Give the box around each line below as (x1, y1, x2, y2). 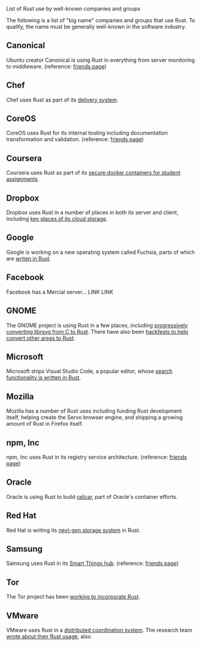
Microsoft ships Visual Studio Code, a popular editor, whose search (6, 367, 173, 375)
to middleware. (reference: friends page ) (6, 62, 107, 70)
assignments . (6, 175, 40, 183)
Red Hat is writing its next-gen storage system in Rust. (6, 527, 141, 534)
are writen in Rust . (6, 255, 51, 262)
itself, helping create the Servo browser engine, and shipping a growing (6, 414, 183, 421)
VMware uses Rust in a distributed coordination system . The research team (6, 627, 193, 633)
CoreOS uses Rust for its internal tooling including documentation (6, 129, 168, 137)
